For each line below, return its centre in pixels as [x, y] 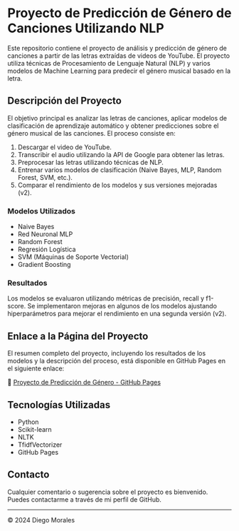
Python [28, 422]
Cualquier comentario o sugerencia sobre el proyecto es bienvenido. [108, 492]
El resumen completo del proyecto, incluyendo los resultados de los [107, 353]
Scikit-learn [34, 429]
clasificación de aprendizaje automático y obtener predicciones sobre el [113, 126]
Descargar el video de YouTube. [65, 147]
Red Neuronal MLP [45, 234]
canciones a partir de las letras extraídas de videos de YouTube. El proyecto [118, 56]
